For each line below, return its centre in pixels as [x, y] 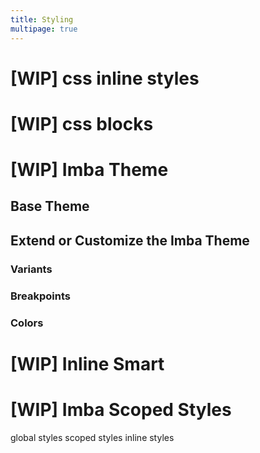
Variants [31, 269]
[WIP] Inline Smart [87, 363]
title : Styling [42, 19]
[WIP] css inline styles [105, 78]
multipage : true [44, 29]
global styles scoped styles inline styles [92, 437]
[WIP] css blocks [82, 123]
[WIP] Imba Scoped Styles [121, 409]
